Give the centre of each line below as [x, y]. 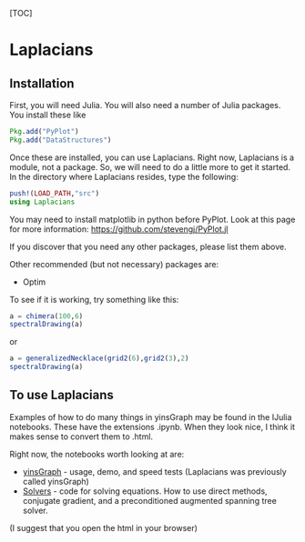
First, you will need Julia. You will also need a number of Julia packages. [145, 105]
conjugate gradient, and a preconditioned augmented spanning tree [150, 500]
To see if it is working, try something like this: [94, 299]
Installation [42, 83]
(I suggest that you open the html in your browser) [104, 527]
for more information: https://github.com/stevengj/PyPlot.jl [119, 229]
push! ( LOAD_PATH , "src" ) [55, 193]
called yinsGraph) [56, 481]
